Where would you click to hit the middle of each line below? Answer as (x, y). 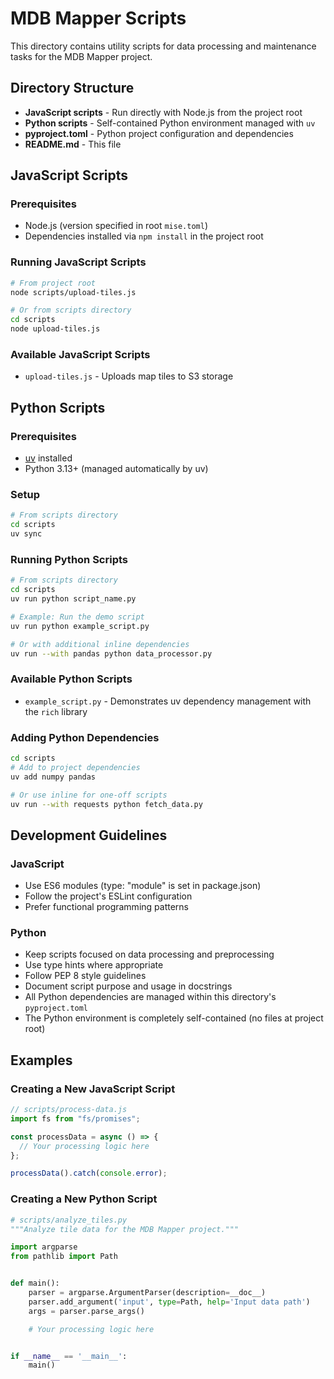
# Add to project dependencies (75, 767)
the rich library (56, 711)
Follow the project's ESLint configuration (108, 896)
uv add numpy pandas (53, 777)
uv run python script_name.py (73, 599)
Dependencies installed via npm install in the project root (144, 236)
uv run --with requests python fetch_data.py (106, 804)
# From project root (53, 283)
